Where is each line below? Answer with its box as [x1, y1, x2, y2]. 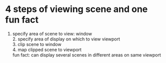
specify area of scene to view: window [12, 30, 92, 36]
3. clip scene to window [12, 41, 61, 47]
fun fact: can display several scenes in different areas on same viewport [12, 51, 161, 58]
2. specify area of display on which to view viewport [12, 36, 120, 42]
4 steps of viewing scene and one [5, 3, 148, 15]
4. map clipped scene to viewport [12, 46, 81, 52]
